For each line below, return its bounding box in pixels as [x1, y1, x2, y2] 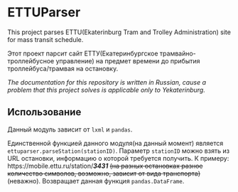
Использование [7, 106, 82, 118]
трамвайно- [159, 49, 197, 58]
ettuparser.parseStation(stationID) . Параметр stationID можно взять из [7, 146, 229, 155]
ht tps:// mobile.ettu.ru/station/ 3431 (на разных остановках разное [7, 161, 203, 170]
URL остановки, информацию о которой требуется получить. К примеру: [7, 154, 229, 162]
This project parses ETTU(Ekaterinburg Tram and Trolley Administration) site [7, 28, 231, 36]
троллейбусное [7, 56, 55, 65]
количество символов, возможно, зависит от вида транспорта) [7, 169, 201, 178]
